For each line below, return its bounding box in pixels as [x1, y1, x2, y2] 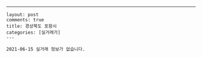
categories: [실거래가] [6, 30, 61, 36]
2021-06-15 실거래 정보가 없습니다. [6, 46, 85, 52]
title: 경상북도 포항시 [6, 23, 57, 29]
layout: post [6, 12, 39, 18]
